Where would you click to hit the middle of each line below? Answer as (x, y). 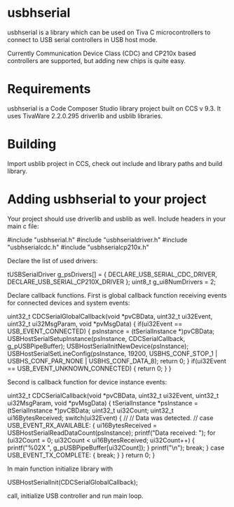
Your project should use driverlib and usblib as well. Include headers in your (117, 218)
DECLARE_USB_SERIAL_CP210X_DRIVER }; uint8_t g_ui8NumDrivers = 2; (111, 282)
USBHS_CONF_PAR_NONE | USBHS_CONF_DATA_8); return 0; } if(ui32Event (117, 361)
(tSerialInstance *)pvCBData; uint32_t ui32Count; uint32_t (90, 410)
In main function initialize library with (60, 468)
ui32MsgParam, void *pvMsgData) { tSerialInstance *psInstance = (103, 403)
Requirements (49, 89)
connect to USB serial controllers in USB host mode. (82, 39)
